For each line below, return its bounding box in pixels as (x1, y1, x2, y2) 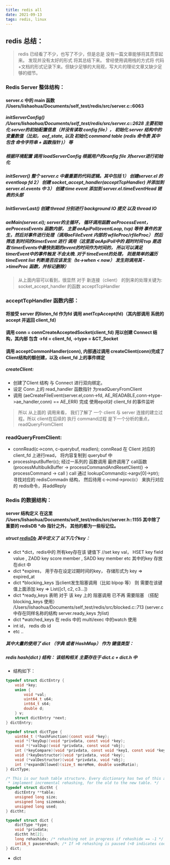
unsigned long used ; (15, 804, 58, 809)
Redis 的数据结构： (6, 497, 52, 504)
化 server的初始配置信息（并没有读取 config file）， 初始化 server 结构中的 (6, 127, 162, 133)
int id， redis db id (13, 622, 51, 628)
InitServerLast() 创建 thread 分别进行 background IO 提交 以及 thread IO (6, 205, 157, 212)
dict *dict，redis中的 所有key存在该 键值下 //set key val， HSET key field (13, 549, 163, 555)
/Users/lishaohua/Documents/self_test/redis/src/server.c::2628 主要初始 (6, 121, 163, 127)
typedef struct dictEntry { (6, 678, 65, 683)
